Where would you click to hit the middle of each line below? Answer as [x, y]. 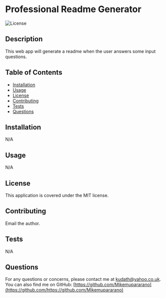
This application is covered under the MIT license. [57, 195]
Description [24, 39]
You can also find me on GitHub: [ [40, 285]
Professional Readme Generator [73, 9]
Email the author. [23, 223]
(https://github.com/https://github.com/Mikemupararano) [64, 290]
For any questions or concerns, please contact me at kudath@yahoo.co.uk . [83, 279]
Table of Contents [34, 72]
